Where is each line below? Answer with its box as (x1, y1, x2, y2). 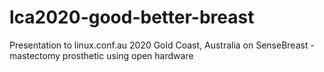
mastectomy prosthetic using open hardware (9, 49, 194, 61)
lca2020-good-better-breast (9, 6, 255, 29)
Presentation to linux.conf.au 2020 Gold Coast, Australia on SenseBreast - (9, 39, 315, 51)
